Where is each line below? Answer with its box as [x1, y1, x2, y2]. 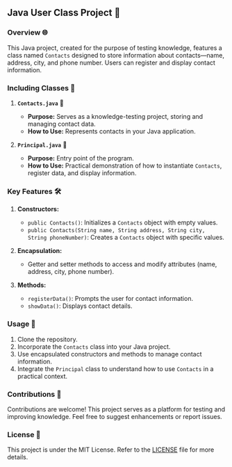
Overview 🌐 [7, 28, 49, 38]
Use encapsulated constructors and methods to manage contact [17, 350, 203, 358]
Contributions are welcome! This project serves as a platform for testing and [7, 404, 226, 413]
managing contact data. [27, 120, 96, 128]
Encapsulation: [17, 247, 63, 255]
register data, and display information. [27, 168, 137, 177]
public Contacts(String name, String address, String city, [27, 227, 206, 234]
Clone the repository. [17, 335, 78, 343]
